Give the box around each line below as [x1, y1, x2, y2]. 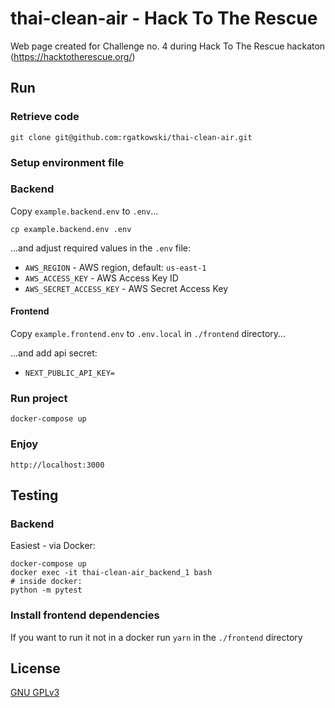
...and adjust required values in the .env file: [10, 242, 192, 254]
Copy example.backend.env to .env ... [10, 205, 159, 217]
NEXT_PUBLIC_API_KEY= [24, 368, 115, 379]
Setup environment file [10, 155, 125, 169]
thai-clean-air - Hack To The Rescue [10, 7, 318, 30]
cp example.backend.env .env [10, 224, 132, 234]
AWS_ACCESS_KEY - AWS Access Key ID [24, 272, 179, 284]
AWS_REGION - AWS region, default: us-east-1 [24, 261, 207, 273]
